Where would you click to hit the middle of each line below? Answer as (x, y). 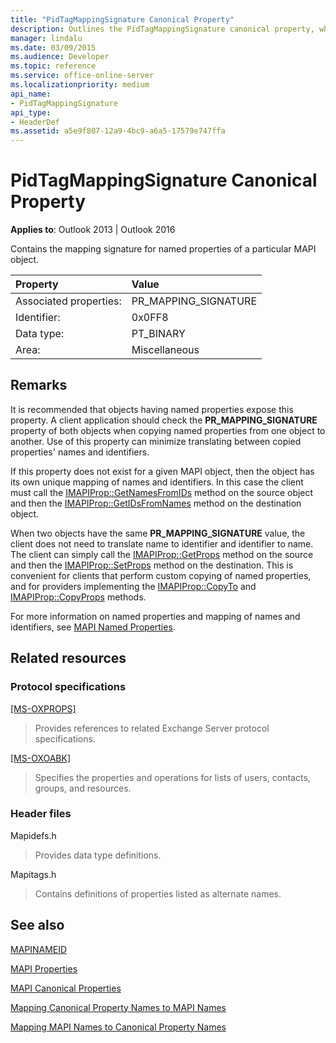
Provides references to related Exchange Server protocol (152, 728)
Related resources (68, 658)
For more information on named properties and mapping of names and (155, 616)
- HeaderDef (35, 122)
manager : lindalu (46, 38)
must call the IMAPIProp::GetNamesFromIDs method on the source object (162, 492)
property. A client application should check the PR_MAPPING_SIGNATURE (164, 420)
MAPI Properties (44, 968)
